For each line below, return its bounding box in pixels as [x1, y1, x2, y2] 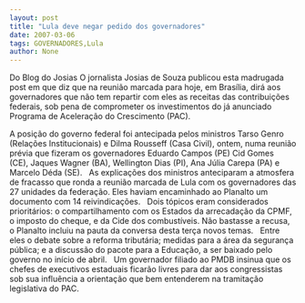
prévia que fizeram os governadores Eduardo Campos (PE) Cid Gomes [9, 147, 275, 159]
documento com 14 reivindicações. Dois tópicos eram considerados [9, 197, 269, 207]
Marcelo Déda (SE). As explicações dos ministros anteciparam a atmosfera [9, 167, 294, 178]
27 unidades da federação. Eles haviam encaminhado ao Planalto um [9, 187, 269, 197]
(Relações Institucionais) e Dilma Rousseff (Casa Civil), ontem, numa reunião [9, 138, 297, 149]
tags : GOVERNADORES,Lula [9, 38, 104, 48]
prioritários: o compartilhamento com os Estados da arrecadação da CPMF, [9, 206, 293, 217]
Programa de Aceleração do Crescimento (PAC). [9, 111, 191, 122]
